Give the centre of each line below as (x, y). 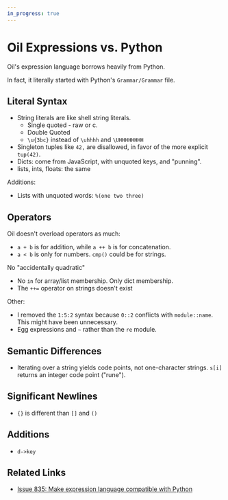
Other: (16, 302)
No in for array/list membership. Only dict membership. (95, 281)
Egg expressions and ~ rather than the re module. (87, 330)
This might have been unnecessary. (67, 322)
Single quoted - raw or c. (62, 125)
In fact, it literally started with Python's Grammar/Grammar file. (91, 80)
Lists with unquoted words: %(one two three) (80, 196)
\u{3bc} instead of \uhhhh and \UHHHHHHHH (85, 140)
